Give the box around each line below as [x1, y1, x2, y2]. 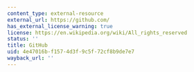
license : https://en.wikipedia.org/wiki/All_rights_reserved [7, 29, 188, 36]
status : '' [7, 36, 39, 43]
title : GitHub [7, 42, 48, 49]
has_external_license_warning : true [7, 23, 113, 29]
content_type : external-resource [7, 10, 104, 17]
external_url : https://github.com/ [7, 16, 110, 23]
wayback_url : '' [7, 55, 54, 62]
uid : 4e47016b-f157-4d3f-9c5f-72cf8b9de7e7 [7, 49, 135, 56]
